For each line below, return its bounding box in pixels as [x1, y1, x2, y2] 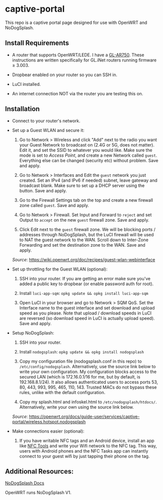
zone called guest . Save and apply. [19, 202, 89, 208]
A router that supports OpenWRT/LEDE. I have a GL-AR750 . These [12, 52, 145, 58]
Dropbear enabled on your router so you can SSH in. [12, 72, 118, 78]
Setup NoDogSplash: [12, 330, 54, 335]
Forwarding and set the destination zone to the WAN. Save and [19, 242, 145, 248]
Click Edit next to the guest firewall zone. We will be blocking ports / [19, 226, 156, 232]
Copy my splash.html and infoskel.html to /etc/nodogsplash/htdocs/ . [19, 399, 157, 405]
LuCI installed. [12, 81, 41, 87]
